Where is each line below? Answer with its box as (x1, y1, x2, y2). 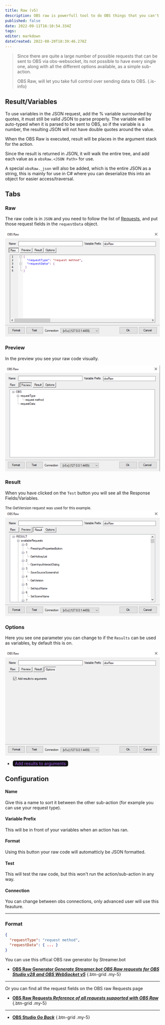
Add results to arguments (14, 760, 66, 766)
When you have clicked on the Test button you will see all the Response (5, 490, 150, 496)
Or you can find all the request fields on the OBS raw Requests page (5, 986, 143, 992)
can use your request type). (5, 805, 61, 810)
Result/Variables (5, 98, 57, 106)
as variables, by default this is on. (5, 640, 73, 646)
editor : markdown (5, 34, 41, 39)
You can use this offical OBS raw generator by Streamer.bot (5, 957, 126, 963)
